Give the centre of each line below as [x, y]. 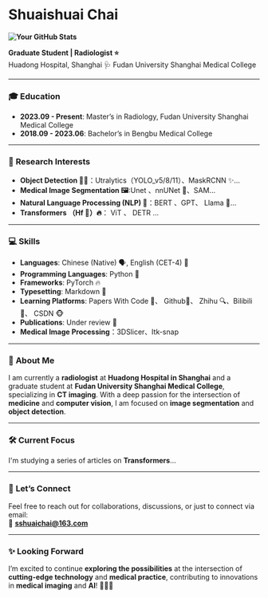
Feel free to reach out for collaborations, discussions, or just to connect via [132, 506]
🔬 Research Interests [49, 162]
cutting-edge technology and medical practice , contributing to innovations [133, 577]
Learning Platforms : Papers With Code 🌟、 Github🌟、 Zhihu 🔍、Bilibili [136, 301]
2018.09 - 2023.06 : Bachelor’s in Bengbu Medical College [116, 134]
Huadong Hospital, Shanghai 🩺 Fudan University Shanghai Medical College [132, 65]
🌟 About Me [32, 360]
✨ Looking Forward [46, 551]
